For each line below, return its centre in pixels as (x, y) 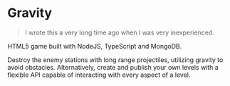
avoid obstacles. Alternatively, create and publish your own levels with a (113, 67)
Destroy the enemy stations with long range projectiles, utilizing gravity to (115, 60)
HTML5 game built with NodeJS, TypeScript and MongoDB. (95, 46)
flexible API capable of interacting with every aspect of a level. (99, 75)
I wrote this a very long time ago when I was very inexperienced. (120, 32)
